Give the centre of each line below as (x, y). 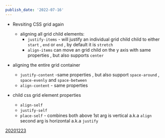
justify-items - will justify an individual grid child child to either (94, 39)
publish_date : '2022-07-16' (35, 10)
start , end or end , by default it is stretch (70, 44)
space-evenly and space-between (53, 80)
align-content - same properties (54, 85)
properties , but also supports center (66, 55)
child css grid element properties (47, 95)
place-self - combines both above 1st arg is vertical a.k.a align (86, 115)
